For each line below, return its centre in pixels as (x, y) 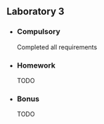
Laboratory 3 (35, 12)
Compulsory (38, 32)
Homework (36, 65)
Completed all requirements (57, 47)
